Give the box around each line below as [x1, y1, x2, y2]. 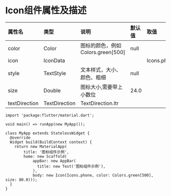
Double [43, 87, 61, 94]
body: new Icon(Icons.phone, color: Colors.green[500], [32, 173, 154, 178]
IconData [43, 57, 65, 64]
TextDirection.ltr [80, 100, 119, 107]
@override [10, 135, 31, 140]
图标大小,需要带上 [80, 83, 123, 90]
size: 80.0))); [5, 177, 38, 182]
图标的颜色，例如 [80, 42, 122, 49]
